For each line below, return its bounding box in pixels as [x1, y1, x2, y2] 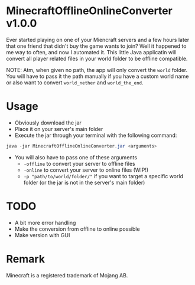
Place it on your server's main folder [14, 125, 103, 132]
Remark [6, 252, 45, 266]
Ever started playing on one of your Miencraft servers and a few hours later [6, 36, 190, 43]
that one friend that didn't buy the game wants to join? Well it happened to [6, 42, 187, 50]
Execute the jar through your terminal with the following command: [14, 132, 177, 139]
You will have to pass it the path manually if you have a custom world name [6, 73, 189, 80]
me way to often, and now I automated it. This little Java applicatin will [6, 48, 177, 55]
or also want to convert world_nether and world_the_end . [6, 78, 144, 86]
